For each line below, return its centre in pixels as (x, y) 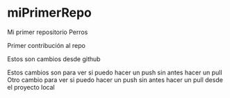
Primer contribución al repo (46, 45)
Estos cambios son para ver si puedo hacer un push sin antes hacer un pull (115, 72)
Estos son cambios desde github (54, 59)
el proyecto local (31, 87)
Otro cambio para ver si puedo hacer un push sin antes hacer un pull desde (115, 80)
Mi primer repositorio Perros (48, 32)
